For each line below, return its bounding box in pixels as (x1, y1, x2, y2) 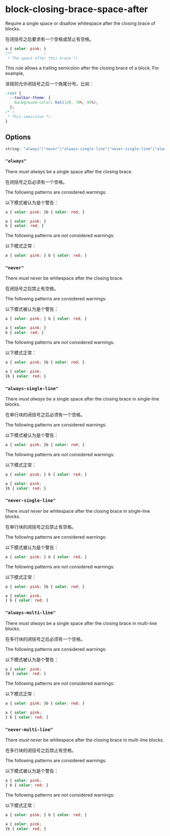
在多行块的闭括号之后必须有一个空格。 (5, 636, 85, 642)
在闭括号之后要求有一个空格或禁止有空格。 (5, 36, 94, 42)
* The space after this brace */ (7, 56, 78, 61)
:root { (5, 91, 22, 96)
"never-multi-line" (5, 727, 53, 732)
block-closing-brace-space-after (5, 4, 148, 15)
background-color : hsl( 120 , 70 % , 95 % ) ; (14, 100, 99, 105)
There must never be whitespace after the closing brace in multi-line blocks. (5, 737, 164, 743)
